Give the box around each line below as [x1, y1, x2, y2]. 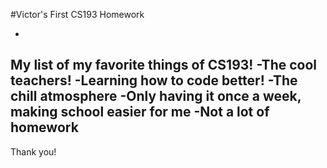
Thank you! [10, 145, 57, 158]
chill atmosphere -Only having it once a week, [10, 88, 302, 105]
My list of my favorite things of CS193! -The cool [10, 57, 317, 74]
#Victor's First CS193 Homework [10, 9, 145, 20]
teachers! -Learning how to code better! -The [10, 72, 298, 89]
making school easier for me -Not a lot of [10, 104, 270, 121]
